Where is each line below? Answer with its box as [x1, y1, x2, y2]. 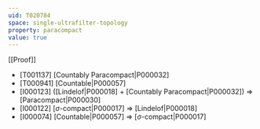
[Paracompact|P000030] [19, 95, 101, 105]
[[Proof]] [8, 55, 37, 64]
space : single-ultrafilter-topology [8, 19, 128, 27]
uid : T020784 [8, 11, 51, 20]
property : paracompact [8, 26, 82, 34]
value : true [8, 33, 47, 42]
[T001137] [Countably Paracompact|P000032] [19, 70, 170, 79]
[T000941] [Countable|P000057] [19, 79, 126, 88]
